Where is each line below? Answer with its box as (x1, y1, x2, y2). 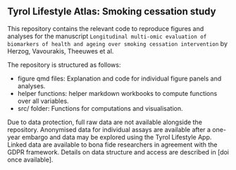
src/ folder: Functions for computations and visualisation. (17, 104, 183, 112)
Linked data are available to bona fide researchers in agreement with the (7, 140, 218, 149)
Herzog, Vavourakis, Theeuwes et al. (7, 47, 114, 55)
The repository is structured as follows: (7, 60, 121, 69)
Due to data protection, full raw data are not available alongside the (7, 118, 203, 126)
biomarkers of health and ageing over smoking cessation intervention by (7, 39, 228, 48)
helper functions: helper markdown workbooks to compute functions (17, 89, 218, 97)
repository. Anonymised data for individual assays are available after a (7, 125, 211, 133)
